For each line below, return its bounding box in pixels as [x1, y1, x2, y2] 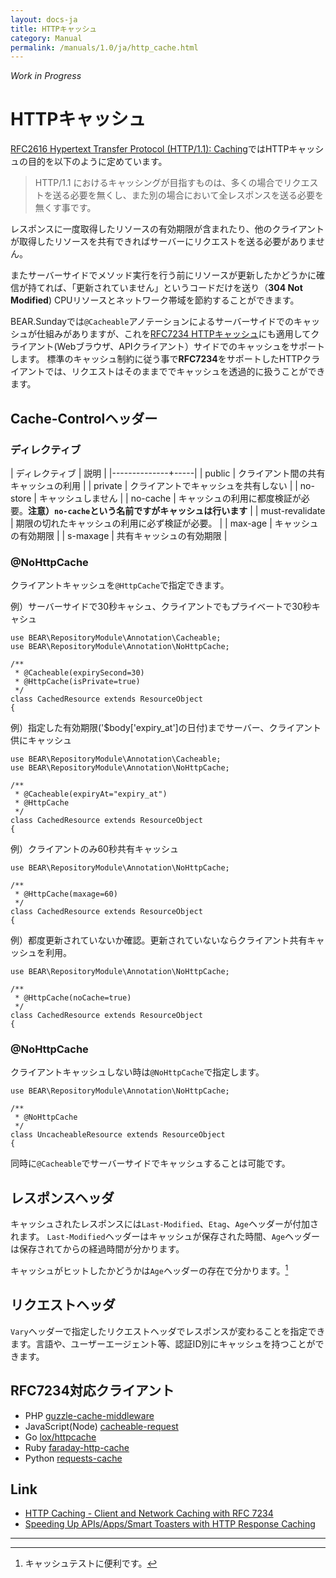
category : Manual [10, 33, 83, 43]
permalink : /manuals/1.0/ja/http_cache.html [10, 42, 199, 53]
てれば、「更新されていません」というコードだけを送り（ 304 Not [36, 282, 303, 294]
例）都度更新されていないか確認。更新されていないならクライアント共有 [10, 934, 308, 946]
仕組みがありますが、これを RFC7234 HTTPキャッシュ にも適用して [36, 328, 312, 340]
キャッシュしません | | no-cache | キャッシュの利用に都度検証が [38, 492, 302, 504]
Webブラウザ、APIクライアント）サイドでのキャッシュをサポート [56, 341, 326, 353]
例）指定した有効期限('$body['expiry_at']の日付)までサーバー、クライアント [10, 722, 322, 734]
